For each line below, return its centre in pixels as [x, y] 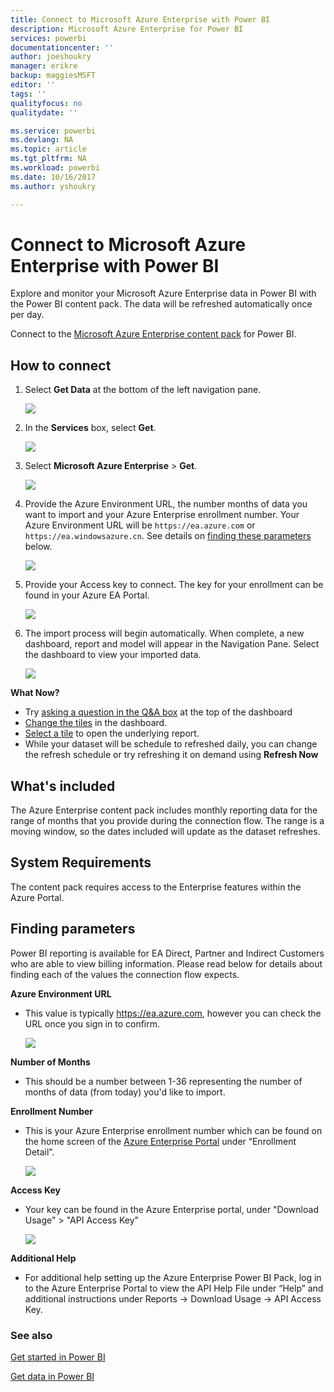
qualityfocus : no [46, 103]
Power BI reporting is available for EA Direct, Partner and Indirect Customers [167, 953]
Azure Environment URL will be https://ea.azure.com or [140, 525]
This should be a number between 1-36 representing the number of [163, 1081]
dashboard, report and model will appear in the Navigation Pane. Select [172, 644]
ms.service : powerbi [53, 131]
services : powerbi [48, 38]
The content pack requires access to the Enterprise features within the [156, 887]
